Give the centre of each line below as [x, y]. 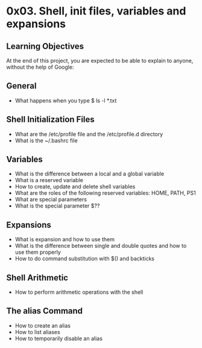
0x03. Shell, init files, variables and [96, 11]
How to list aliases [37, 332]
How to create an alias [43, 325]
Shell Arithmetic [37, 278]
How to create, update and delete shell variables [75, 187]
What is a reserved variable [49, 180]
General [22, 86]
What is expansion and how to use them [65, 239]
